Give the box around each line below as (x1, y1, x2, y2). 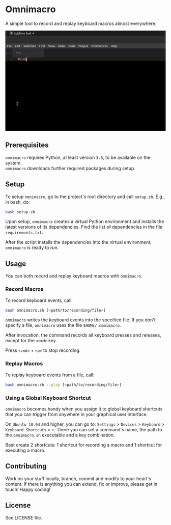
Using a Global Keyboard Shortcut (5, 394, 91, 401)
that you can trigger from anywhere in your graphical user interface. (5, 411, 148, 417)
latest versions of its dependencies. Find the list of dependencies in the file (5, 224, 163, 230)
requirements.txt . (5, 229, 43, 235)
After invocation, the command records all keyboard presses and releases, (5, 332, 161, 338)
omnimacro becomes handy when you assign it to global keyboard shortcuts (5, 406, 163, 412)
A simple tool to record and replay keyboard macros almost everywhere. (5, 20, 157, 26)
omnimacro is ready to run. (5, 244, 59, 251)
